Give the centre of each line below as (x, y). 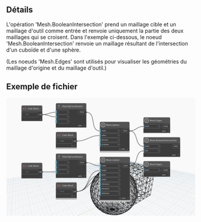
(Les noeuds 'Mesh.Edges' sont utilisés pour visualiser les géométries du (97, 61)
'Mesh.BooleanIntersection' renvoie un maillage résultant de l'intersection (97, 43)
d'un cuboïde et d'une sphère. (43, 50)
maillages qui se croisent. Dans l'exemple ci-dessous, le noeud (84, 37)
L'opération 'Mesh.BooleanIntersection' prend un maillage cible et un (91, 24)
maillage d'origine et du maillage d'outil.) (56, 68)
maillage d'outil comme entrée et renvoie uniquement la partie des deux (95, 31)
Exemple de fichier (42, 87)
